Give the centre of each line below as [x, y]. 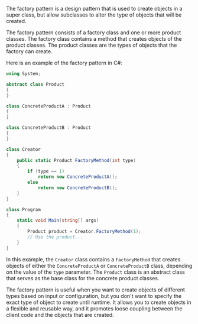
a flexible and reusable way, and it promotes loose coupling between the [94, 308]
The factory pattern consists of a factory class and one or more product [94, 33]
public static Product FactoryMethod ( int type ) [76, 160]
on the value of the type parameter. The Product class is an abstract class [95, 272]
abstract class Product [35, 84]
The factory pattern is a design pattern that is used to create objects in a [94, 9]
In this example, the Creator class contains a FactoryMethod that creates [93, 259]
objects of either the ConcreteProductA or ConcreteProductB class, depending [99, 265]
